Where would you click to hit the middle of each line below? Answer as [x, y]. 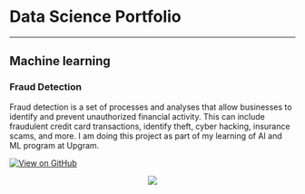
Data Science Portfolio [95, 17]
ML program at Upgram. [54, 145]
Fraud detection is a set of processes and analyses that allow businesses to [151, 107]
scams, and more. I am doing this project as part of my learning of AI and [146, 136]
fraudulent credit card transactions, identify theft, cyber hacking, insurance [150, 126]
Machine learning [60, 61]
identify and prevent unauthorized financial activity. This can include [138, 116]
